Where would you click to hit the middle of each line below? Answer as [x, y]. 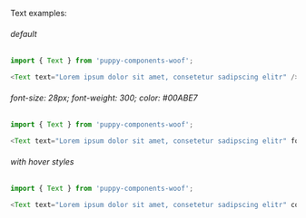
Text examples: [39, 13]
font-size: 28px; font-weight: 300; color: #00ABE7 [104, 98]
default [24, 33]
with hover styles [42, 161]
